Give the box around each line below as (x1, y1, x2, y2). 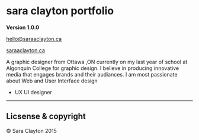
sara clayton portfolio (6, 4, 114, 18)
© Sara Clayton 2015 (6, 127, 57, 134)
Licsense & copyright (6, 112, 86, 122)
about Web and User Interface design (6, 77, 98, 84)
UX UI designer (14, 88, 52, 96)
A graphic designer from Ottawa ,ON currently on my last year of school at (6, 58, 188, 65)
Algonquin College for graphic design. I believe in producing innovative (6, 64, 179, 72)
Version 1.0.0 (6, 24, 40, 31)
